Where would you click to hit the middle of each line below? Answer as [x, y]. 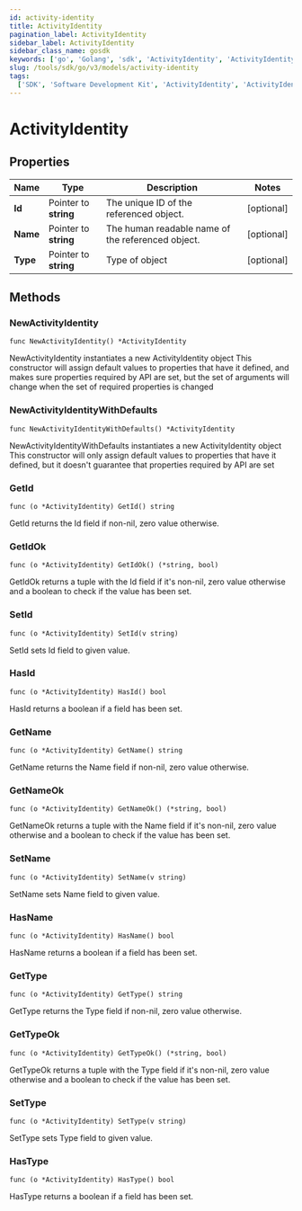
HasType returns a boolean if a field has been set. [102, 1197]
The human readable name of [169, 228]
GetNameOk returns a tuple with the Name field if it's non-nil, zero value [143, 826]
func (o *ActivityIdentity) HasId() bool [88, 692]
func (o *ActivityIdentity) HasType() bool [92, 1180]
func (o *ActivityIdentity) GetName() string [96, 751]
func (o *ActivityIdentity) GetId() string [92, 506]
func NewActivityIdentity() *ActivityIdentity [98, 342]
